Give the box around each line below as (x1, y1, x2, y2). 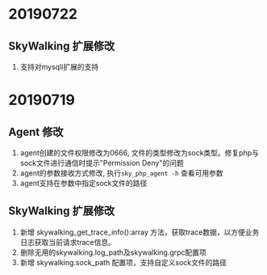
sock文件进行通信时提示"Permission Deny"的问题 (19, 159, 184, 167)
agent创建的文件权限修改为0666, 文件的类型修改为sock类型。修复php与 (19, 148, 260, 158)
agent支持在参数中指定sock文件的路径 (19, 179, 148, 188)
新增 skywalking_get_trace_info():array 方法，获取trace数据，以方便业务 (19, 227, 260, 237)
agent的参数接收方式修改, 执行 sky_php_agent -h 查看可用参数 (19, 168, 223, 178)
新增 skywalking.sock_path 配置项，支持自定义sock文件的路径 (19, 257, 227, 267)
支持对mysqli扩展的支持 (19, 62, 99, 71)
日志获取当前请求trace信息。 (19, 237, 115, 247)
